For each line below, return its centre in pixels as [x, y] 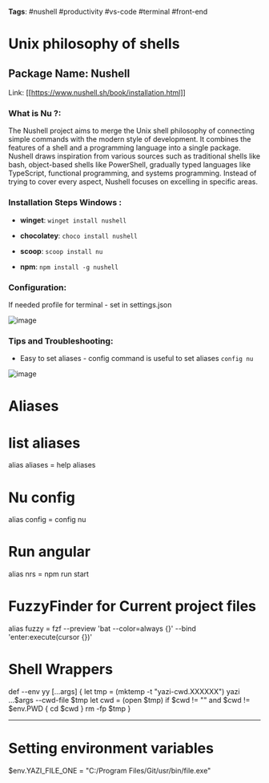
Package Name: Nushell [69, 73]
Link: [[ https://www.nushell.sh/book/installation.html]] [97, 92]
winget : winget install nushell [73, 220]
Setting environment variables [111, 749]
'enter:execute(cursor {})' [50, 637]
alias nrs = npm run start [49, 574]
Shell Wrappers [61, 670]
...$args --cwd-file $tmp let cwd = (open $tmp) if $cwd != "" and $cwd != [129, 701]
